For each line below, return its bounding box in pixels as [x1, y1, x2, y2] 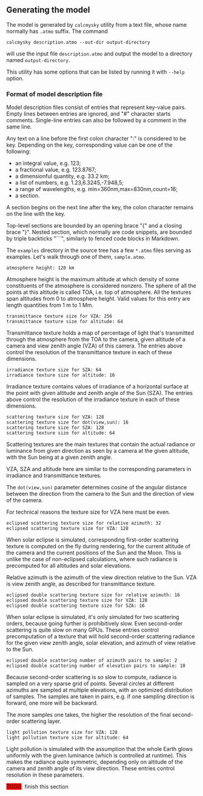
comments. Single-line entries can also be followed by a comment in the [6, 117, 187, 124]
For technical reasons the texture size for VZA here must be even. [6, 508, 171, 516]
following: [6, 148, 31, 155]
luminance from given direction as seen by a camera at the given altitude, [6, 447, 190, 455]
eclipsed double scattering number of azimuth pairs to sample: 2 [6, 657, 178, 664]
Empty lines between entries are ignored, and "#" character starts [6, 110, 171, 117]
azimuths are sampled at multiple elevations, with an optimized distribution [6, 686, 193, 694]
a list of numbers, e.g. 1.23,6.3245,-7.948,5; [15, 179, 124, 186]
